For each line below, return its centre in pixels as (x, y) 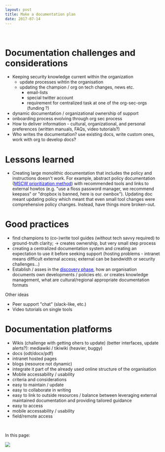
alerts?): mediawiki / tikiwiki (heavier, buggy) (57, 348)
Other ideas (17, 295)
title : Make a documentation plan (41, 14)
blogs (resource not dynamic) (42, 364)
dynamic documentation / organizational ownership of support (75, 113)
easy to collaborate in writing (41, 390)
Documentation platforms (59, 329)
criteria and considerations (39, 380)
